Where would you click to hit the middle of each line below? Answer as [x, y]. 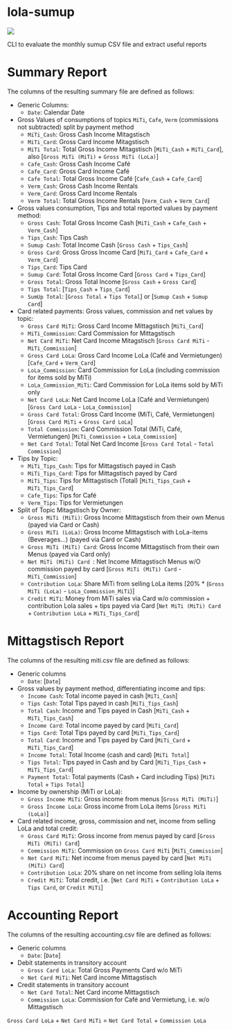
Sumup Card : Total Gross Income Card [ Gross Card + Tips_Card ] [116, 274]
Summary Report [57, 72]
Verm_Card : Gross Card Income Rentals [82, 193]
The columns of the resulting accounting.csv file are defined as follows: [109, 934]
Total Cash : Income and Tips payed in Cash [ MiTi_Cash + [109, 710]
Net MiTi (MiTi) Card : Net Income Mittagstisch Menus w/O [114, 561]
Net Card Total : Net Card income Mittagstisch [93, 992]
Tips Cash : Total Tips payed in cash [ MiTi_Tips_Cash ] [103, 703]
